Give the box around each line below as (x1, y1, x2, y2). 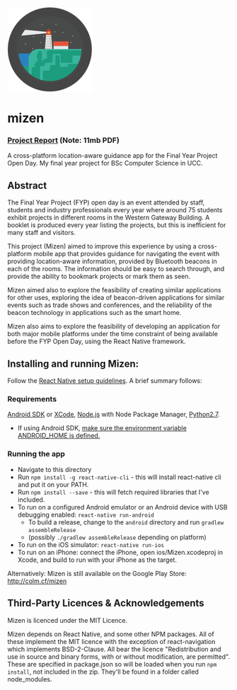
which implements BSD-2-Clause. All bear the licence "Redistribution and (7, 645, 221, 653)
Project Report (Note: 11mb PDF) (7, 135, 120, 145)
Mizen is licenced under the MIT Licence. (7, 616, 128, 624)
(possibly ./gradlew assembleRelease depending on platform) (28, 533, 207, 541)
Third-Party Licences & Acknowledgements (7, 597, 204, 609)
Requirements (7, 394, 57, 404)
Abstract (7, 179, 47, 191)
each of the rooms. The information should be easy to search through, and (7, 265, 225, 273)
